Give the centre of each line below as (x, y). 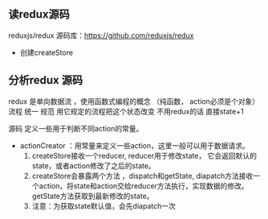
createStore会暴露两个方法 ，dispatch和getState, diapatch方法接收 (142, 176)
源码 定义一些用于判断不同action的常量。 (76, 128)
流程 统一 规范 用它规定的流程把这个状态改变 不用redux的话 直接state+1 (126, 111)
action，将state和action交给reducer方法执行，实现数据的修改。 (144, 186)
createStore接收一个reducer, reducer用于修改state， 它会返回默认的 (144, 155)
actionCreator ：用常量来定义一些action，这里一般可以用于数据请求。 (135, 145)
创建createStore (47, 52)
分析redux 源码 (46, 80)
